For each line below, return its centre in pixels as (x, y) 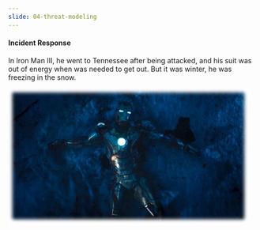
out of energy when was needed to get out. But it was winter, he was (120, 69)
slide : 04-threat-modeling (53, 17)
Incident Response (40, 43)
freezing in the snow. (42, 77)
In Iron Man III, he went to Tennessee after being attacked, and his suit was (130, 60)
